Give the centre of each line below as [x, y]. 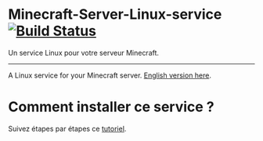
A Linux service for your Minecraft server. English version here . [110, 75]
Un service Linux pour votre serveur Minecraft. [83, 52]
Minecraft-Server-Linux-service [115, 14]
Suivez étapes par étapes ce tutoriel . [67, 128]
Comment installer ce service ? [112, 107]
